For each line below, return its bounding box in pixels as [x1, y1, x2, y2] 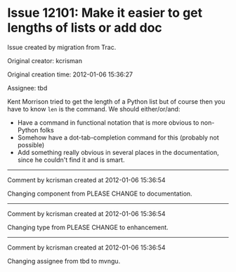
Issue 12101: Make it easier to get [7, 5, 203, 21]
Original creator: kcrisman [7, 56, 83, 64]
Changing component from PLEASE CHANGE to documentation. [7, 189, 192, 198]
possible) [17, 140, 45, 149]
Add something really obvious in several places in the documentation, [17, 148, 219, 156]
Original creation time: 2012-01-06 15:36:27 [7, 70, 133, 79]
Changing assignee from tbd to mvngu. [7, 257, 121, 265]
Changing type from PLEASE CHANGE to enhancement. [7, 223, 169, 231]
